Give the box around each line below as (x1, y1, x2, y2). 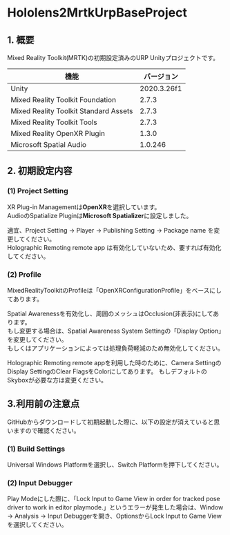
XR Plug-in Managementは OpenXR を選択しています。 (7, 202, 161, 211)
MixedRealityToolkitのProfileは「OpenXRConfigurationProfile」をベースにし (7, 286, 222, 294)
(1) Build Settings (7, 444, 66, 454)
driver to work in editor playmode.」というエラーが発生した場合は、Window (7, 503, 224, 512)
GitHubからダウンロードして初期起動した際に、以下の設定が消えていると (7, 418, 214, 426)
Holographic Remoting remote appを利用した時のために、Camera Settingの (7, 358, 222, 367)
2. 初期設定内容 (7, 165, 73, 177)
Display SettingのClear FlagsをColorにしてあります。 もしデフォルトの (7, 367, 207, 376)
